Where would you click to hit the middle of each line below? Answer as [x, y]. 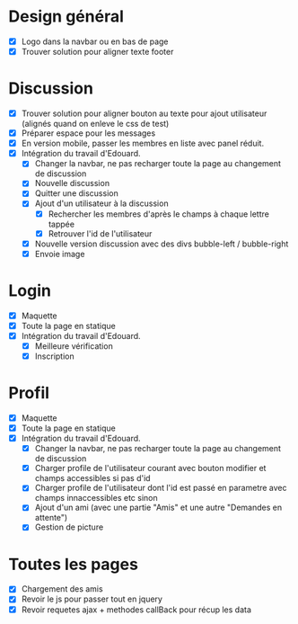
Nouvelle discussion [72, 183]
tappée [61, 224]
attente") [51, 518]
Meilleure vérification [74, 346]
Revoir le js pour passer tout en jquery [92, 599]
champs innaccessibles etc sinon [96, 498]
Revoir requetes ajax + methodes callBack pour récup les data [136, 610]
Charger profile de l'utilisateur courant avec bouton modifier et [150, 468]
